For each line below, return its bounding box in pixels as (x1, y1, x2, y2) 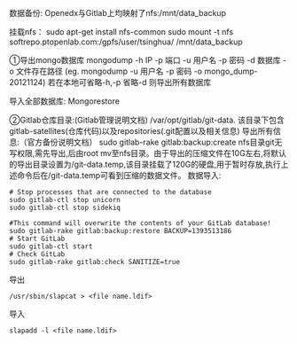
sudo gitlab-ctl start (9, 242, 93, 251)
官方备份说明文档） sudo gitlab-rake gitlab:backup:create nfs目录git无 (27, 137, 283, 147)
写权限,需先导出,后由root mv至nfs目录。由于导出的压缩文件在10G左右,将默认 (9, 148, 286, 158)
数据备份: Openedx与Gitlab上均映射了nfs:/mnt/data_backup (9, 8, 226, 18)
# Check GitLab (9, 250, 66, 259)
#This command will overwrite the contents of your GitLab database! (9, 219, 272, 228)
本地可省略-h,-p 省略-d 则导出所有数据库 (63, 77, 212, 87)
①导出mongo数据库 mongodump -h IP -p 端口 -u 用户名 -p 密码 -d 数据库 (9, 55, 281, 65)
